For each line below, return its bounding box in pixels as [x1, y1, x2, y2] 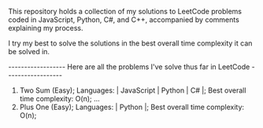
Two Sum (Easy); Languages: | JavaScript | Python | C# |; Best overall [19, 86, 246, 95]
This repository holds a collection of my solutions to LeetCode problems [8, 7, 243, 16]
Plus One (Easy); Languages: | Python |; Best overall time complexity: [19, 102, 245, 112]
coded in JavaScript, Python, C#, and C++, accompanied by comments [8, 15, 240, 24]
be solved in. [8, 47, 50, 56]
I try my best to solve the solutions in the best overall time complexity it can [8, 38, 253, 48]
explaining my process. [8, 24, 84, 32]
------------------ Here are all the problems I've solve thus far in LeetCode [8, 62, 250, 71]
